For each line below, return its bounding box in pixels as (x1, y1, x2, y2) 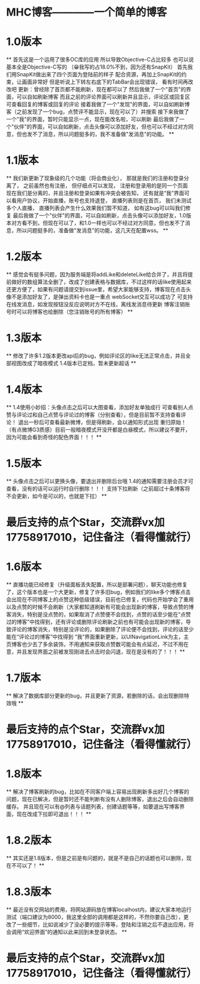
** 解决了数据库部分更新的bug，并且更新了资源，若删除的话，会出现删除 (6, 692, 185, 699)
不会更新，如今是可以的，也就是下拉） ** (6, 492, 107, 499)
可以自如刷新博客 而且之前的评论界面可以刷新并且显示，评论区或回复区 (16, 93, 190, 100)
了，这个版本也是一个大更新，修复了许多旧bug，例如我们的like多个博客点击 (6, 588, 191, 595)
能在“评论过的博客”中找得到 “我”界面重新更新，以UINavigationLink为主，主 (6, 633, 189, 640)
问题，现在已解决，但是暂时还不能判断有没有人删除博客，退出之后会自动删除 (6, 795, 194, 802)
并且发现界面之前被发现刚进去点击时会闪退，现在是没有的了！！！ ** (16, 648, 185, 655)
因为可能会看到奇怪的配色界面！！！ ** (6, 433, 102, 441)
